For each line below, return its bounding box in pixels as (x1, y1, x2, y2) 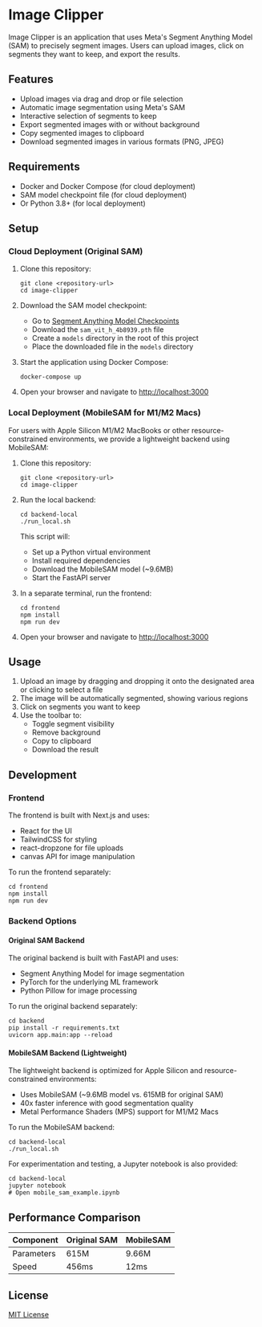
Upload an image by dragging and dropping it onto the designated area (19, 677, 255, 686)
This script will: (19, 531, 71, 541)
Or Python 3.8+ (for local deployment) (19, 199, 146, 208)
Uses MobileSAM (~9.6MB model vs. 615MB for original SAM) (19, 1090, 224, 1100)
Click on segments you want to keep (19, 702, 140, 712)
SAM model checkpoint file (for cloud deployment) (19, 190, 187, 199)
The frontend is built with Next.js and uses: (8, 810, 150, 821)
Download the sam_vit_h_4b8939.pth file (31, 325, 164, 334)
